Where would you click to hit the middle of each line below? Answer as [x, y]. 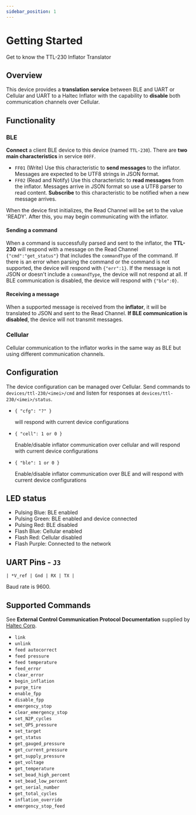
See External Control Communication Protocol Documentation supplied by [98, 619]
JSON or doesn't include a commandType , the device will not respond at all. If [97, 275]
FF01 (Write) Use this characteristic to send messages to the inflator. [97, 168]
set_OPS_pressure [36, 725]
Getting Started [45, 40]
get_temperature [34, 769]
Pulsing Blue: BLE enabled [46, 513]
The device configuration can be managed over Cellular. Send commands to [98, 386]
